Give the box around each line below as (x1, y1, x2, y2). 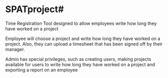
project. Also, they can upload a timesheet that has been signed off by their (5, 41, 163, 47)
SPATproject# (5, 4, 64, 15)
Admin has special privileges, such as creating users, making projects (5, 56, 151, 62)
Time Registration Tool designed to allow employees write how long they (5, 20, 157, 26)
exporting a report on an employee (5, 67, 78, 73)
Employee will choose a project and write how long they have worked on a (5, 35, 161, 42)
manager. (5, 46, 25, 52)
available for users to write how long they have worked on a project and (5, 61, 155, 67)
